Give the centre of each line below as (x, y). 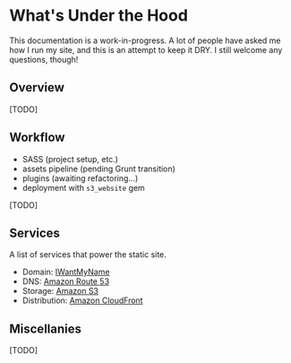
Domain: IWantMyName (66, 272)
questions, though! (44, 59)
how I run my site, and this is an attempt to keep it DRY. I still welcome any (146, 49)
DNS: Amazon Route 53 (66, 281)
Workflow (37, 138)
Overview (37, 87)
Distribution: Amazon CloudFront (82, 300)
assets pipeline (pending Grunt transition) (99, 169)
